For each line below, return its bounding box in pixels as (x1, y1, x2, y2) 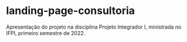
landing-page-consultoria (6, 4, 135, 17)
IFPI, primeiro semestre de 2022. (6, 29, 86, 36)
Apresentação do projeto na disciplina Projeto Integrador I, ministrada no (6, 23, 182, 30)
